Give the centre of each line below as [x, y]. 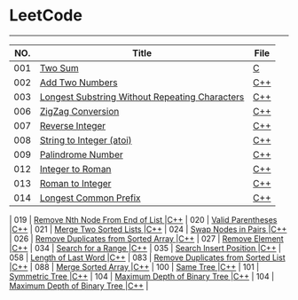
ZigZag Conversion [79, 111]
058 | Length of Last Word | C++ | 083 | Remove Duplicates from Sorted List [147, 257]
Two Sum [59, 67]
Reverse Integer [73, 125]
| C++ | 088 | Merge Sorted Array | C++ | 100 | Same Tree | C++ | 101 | [134, 266]
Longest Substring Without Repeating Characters [142, 97]
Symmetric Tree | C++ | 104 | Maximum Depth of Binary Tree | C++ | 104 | [142, 276]
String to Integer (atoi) [86, 140]
